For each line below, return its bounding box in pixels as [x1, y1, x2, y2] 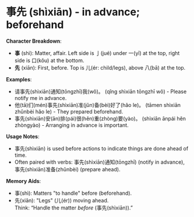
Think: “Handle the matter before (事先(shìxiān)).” [14, 204, 133, 211]
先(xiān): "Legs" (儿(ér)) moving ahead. [14, 197, 109, 204]
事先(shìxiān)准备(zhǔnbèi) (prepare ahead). [14, 166, 121, 173]
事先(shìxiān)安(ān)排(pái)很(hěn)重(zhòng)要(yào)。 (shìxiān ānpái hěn [14, 115, 186, 122]
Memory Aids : [6, 177, 41, 184]
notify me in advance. [14, 94, 67, 101]
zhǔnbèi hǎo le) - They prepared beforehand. [14, 108, 124, 115]
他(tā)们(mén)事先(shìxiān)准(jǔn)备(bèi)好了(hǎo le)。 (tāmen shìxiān [14, 101, 181, 108]
